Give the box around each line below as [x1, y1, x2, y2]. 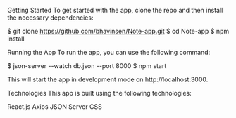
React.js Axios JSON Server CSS [7, 103, 102, 111]
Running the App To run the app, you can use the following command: [7, 48, 211, 56]
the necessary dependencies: [7, 13, 94, 22]
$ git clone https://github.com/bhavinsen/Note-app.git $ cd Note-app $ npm [7, 27, 230, 35]
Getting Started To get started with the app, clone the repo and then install [7, 6, 223, 14]
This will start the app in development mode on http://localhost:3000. [7, 75, 209, 84]
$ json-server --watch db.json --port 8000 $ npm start [7, 62, 167, 70]
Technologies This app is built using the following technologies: [7, 89, 192, 97]
